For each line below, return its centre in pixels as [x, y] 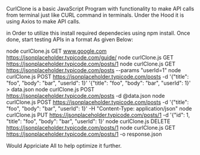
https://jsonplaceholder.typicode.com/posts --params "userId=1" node [94, 70]
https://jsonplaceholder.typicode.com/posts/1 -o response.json [84, 134]
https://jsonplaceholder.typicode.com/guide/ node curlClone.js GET [90, 57]
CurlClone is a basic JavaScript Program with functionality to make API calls [100, 9]
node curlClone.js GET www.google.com [56, 51]
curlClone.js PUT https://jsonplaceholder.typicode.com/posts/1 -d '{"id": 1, [98, 115]
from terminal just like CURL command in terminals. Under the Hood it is [95, 15]
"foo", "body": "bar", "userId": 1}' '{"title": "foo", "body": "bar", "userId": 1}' [98, 83]
